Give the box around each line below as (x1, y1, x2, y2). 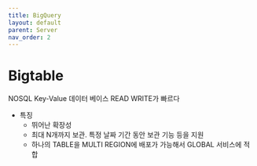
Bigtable (8, 67, 64, 85)
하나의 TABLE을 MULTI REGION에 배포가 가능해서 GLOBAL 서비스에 (31, 140, 242, 150)
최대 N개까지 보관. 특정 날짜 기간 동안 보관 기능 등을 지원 (31, 130, 204, 139)
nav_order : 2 (8, 33, 51, 41)
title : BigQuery (8, 11, 61, 20)
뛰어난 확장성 (31, 121, 72, 130)
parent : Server (8, 26, 58, 34)
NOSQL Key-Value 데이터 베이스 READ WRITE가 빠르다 (8, 94, 180, 103)
